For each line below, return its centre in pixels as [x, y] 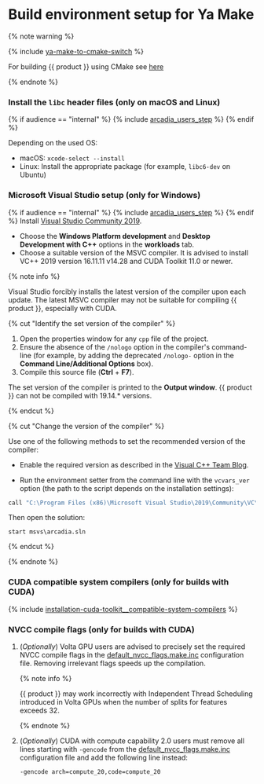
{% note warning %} [41, 36]
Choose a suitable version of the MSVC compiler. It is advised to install [134, 252]
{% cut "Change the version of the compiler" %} [86, 426]
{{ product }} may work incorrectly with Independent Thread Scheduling [136, 694]
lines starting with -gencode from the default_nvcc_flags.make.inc [125, 749]
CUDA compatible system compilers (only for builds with [119, 582]
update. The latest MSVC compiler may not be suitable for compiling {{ [123, 299]
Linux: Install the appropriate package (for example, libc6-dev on [125, 167]
